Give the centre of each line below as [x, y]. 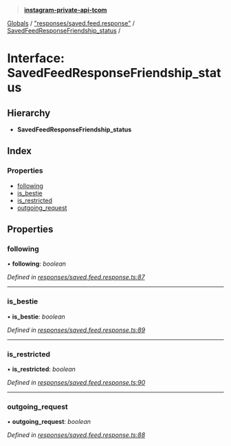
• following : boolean [37, 264]
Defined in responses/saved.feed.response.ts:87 [76, 277]
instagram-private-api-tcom [65, 10]
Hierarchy [29, 113]
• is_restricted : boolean [41, 369]
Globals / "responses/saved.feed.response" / [71, 23]
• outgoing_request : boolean [49, 422]
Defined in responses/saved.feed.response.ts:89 [76, 330]
